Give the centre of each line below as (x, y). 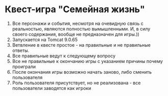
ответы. (21, 50)
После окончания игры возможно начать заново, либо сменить (82, 72)
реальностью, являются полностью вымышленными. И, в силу (81, 28)
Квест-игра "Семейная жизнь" (75, 9)
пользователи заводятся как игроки (52, 88)
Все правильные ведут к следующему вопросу (64, 56)
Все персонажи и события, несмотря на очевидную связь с (78, 23)
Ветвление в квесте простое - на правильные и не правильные (81, 45)
